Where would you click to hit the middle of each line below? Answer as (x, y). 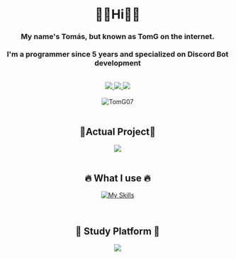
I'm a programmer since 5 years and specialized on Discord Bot (118, 54)
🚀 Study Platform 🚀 (118, 231)
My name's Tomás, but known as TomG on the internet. (118, 37)
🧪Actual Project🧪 (118, 131)
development (118, 63)
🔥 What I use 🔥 (118, 178)
